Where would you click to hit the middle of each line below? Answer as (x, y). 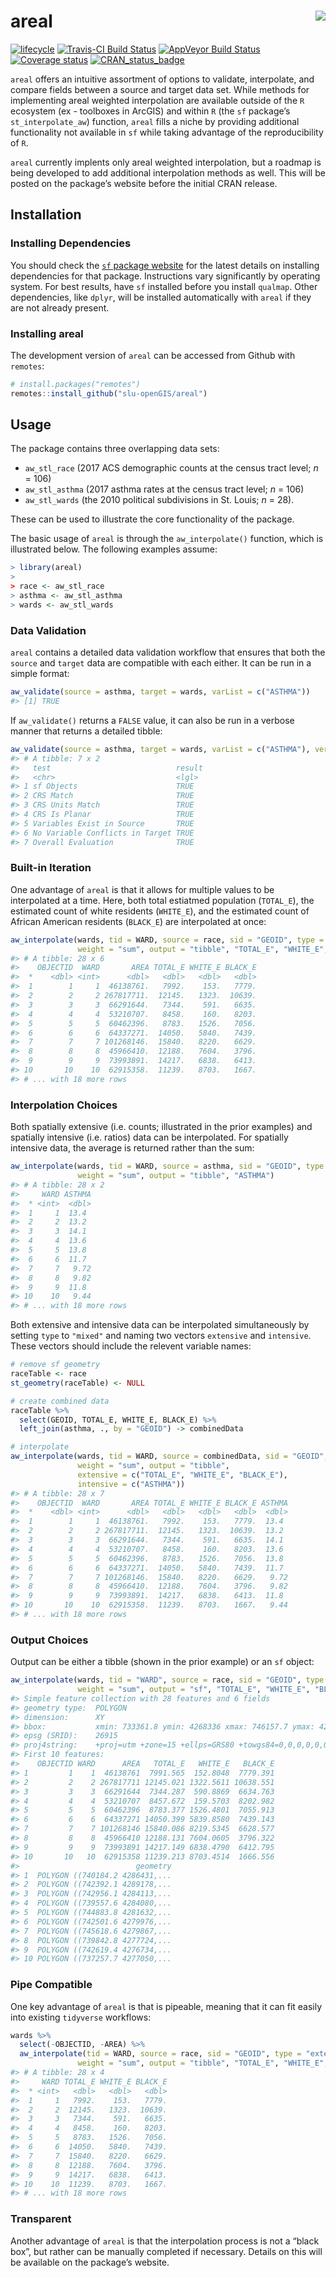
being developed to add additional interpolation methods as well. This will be (168, 172)
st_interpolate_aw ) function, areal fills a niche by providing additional (155, 121)
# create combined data (60, 1401)
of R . (19, 142)
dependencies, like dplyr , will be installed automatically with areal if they (161, 297)
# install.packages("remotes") (75, 384)
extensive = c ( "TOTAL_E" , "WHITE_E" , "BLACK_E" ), (182, 1475)
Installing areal (47, 333)
